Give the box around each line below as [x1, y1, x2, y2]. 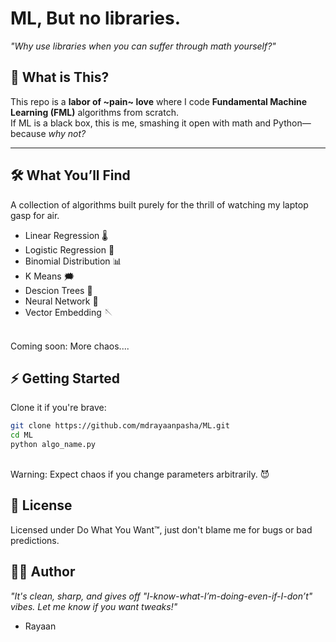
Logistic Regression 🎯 [24, 243, 115, 256]
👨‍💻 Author [10, 563, 76, 581]
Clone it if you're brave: [10, 402, 107, 414]
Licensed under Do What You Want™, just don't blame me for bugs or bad [10, 523, 313, 536]
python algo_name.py [10, 440, 97, 450]
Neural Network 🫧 [24, 295, 99, 307]
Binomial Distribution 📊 [24, 255, 122, 267]
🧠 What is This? [10, 69, 110, 86]
